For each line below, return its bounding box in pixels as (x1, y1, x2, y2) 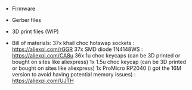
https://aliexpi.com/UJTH (11, 77, 75, 84)
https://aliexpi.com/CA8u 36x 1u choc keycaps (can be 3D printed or (11, 52, 181, 59)
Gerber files (11, 17, 42, 23)
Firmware (11, 5, 36, 12)
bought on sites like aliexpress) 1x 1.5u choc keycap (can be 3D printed (11, 59, 187, 65)
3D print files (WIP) (11, 28, 59, 35)
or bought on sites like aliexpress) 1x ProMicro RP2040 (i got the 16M (11, 65, 182, 72)
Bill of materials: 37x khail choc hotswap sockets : (11, 40, 135, 46)
